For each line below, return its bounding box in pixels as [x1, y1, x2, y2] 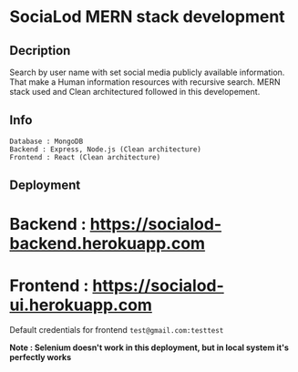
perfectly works [9, 352, 72, 363]
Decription [9, 43, 71, 58]
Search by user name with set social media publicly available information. [9, 67, 285, 77]
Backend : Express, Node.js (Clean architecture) [9, 144, 202, 154]
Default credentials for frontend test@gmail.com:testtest [9, 325, 224, 336]
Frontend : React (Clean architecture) [9, 152, 161, 161]
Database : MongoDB [9, 137, 84, 146]
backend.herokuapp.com [9, 233, 206, 254]
